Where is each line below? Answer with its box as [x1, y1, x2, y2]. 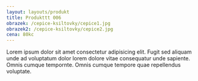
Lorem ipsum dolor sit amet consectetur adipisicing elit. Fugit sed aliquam [6, 48, 192, 55]
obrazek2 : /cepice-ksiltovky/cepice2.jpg [6, 26, 114, 32]
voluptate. [6, 68, 32, 75]
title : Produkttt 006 [6, 15, 62, 21]
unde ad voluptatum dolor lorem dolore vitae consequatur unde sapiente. [6, 55, 191, 62]
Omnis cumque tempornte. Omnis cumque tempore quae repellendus [6, 62, 182, 69]
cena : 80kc [6, 32, 34, 38]
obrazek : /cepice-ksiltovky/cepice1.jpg [6, 20, 111, 26]
